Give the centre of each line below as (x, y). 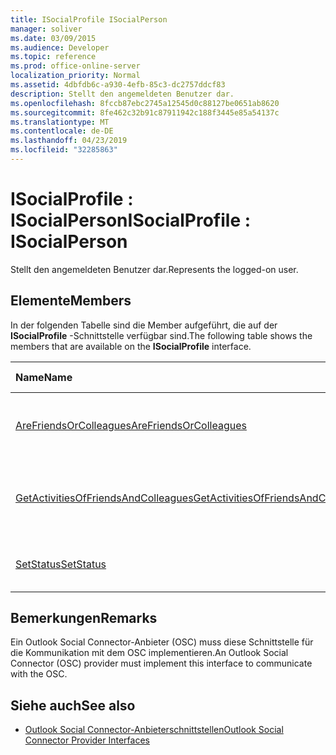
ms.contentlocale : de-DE (62, 131)
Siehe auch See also (73, 705)
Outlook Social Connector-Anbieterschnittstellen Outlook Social (154, 730)
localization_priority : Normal (75, 76)
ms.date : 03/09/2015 (53, 38)
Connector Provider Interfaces (87, 740)
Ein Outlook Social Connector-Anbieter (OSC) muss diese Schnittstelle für (162, 642)
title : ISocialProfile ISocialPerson (89, 19)
